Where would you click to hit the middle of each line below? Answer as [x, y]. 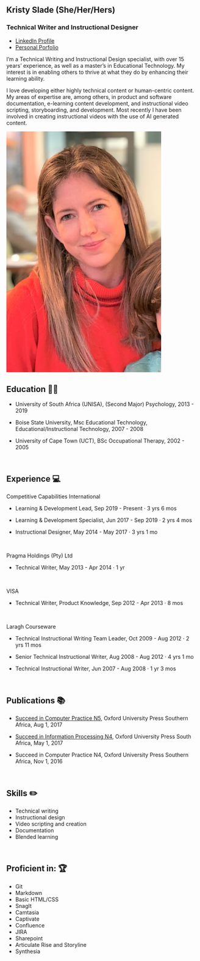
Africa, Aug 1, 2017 [39, 725]
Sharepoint [29, 938]
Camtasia [27, 912]
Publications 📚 [36, 701]
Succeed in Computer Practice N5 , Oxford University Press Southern [102, 718]
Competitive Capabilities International [53, 496]
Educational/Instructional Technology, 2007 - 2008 [79, 429]
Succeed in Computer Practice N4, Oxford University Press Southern [102, 755]
